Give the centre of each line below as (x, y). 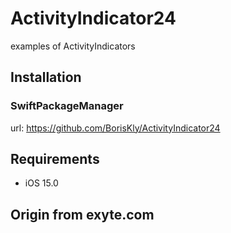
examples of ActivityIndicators (73, 46)
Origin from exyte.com (82, 214)
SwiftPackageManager (67, 106)
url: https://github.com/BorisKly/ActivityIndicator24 (115, 128)
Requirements (55, 159)
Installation (46, 77)
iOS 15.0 (41, 183)
